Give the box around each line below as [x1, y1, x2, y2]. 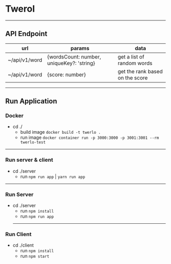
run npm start [20, 253, 49, 259]
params [70, 44, 90, 51]
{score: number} [47, 71, 87, 78]
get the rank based [118, 68, 163, 75]
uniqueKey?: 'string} [47, 60, 95, 67]
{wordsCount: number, [47, 53, 101, 60]
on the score [118, 74, 148, 81]
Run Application [5, 97, 58, 106]
